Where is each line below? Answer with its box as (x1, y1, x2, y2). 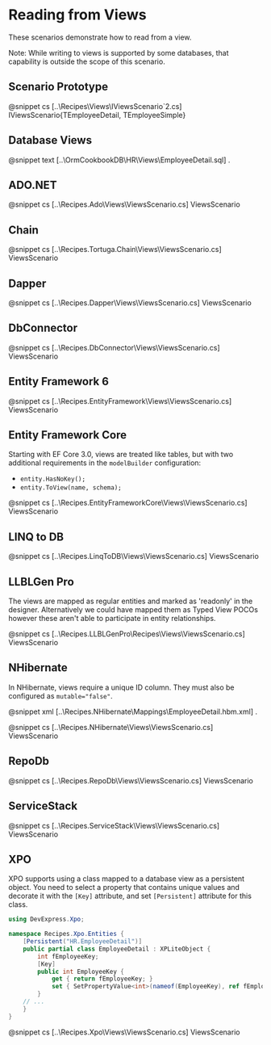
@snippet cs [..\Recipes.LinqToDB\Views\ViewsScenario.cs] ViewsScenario (8, 552, 260, 561)
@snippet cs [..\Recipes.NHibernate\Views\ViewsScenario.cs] (8, 722, 214, 732)
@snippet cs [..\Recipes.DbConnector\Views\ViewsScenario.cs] (8, 342, 220, 352)
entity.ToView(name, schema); (19, 484, 123, 492)
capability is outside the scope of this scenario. (8, 57, 165, 66)
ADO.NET (8, 178, 57, 191)
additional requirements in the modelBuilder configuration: (8, 458, 202, 468)
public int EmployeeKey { (37, 967, 125, 976)
